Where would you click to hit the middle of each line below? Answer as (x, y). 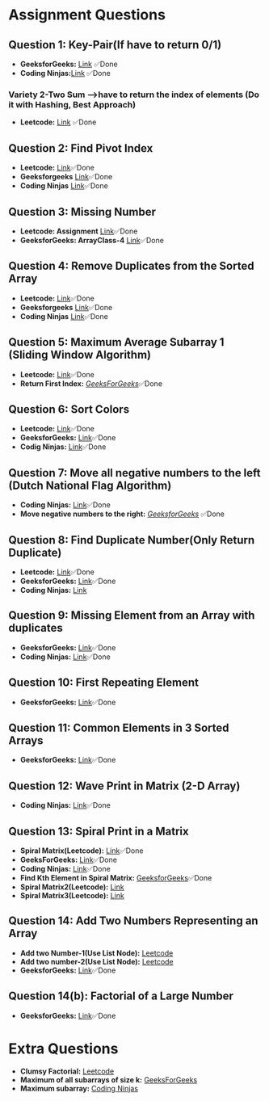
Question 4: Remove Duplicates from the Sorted (131, 266)
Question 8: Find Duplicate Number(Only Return (132, 540)
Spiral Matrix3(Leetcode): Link (72, 896)
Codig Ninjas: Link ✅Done (63, 447)
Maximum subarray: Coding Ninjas (79, 1088)
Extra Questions (63, 1048)
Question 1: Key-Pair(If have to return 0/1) (115, 45)
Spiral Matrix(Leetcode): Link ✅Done (82, 851)
